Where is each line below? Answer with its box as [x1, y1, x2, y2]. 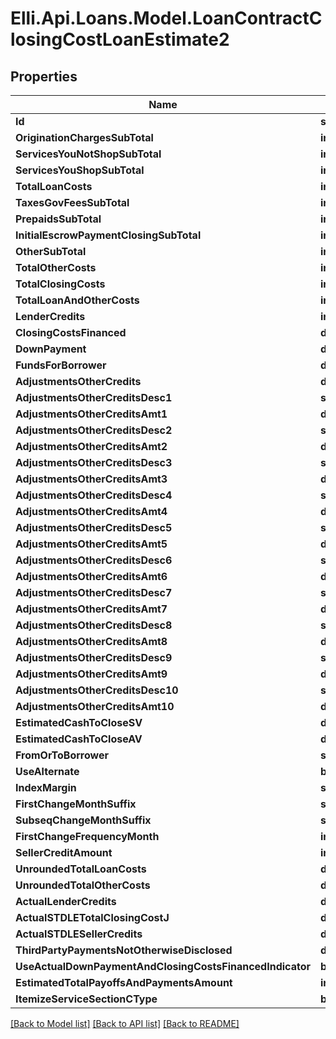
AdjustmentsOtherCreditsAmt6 [15, 570, 168, 583]
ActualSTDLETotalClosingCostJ [15, 911, 170, 924]
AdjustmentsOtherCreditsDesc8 [15, 618, 173, 632]
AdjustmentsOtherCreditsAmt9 [15, 667, 168, 681]
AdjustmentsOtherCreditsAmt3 [15, 472, 168, 486]
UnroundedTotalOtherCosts [15, 878, 151, 892]
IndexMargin [15, 781, 77, 794]
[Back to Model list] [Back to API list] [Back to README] [10, 1018, 240, 1029]
